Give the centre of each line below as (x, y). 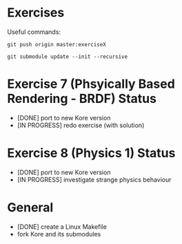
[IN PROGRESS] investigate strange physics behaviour (94, 179)
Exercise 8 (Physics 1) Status (91, 153)
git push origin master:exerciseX (57, 44)
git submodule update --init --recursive (68, 57)
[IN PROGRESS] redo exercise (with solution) (81, 125)
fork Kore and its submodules (59, 234)
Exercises (36, 13)
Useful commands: (34, 32)
